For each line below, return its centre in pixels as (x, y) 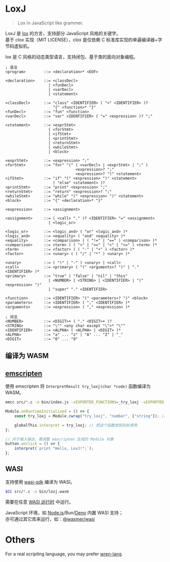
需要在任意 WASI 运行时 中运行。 (39, 502)
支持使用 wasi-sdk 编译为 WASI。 (40, 482)
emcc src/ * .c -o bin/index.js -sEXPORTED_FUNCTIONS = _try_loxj (72, 402)
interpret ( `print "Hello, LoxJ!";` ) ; (54, 449)
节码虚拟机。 (18, 46)
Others (20, 539)
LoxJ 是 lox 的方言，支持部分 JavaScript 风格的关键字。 (63, 33)
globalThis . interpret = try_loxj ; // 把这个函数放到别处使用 (76, 425)
